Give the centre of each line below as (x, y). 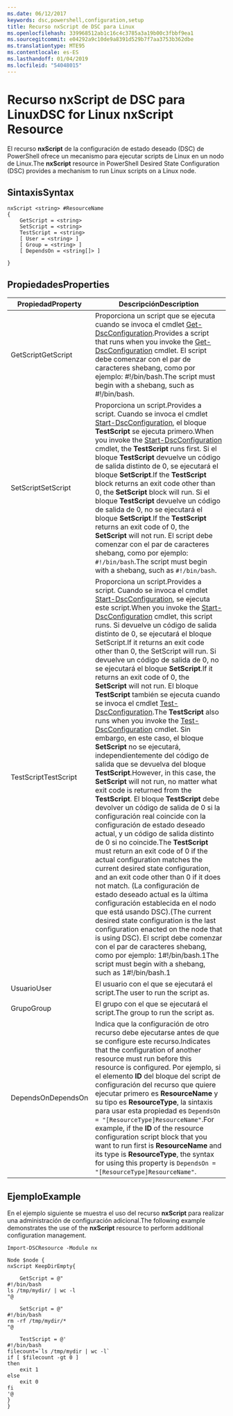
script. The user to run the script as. (152, 993)
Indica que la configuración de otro (152, 1024)
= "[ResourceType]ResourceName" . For (155, 1120)
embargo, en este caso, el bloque (149, 738)
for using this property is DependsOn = (155, 1163)
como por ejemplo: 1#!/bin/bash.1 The (157, 955)
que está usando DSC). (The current (153, 912)
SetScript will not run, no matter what (156, 781)
